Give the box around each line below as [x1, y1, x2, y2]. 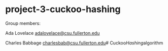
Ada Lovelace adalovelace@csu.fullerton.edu [5, 30, 100, 36]
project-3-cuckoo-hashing [5, 4, 121, 15]
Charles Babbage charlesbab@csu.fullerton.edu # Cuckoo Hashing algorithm [5, 39, 163, 46]
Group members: [5, 20, 41, 26]
